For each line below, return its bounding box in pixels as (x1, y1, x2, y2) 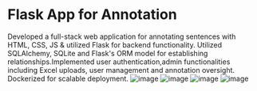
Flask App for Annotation (7, 6, 177, 24)
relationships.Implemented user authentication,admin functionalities (7, 57, 231, 66)
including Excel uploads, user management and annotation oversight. (7, 65, 235, 74)
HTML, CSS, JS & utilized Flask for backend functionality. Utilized (7, 40, 223, 49)
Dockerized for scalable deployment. (7, 74, 129, 83)
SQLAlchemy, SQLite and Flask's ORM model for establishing (7, 48, 208, 58)
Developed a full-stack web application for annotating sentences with (7, 32, 236, 41)
